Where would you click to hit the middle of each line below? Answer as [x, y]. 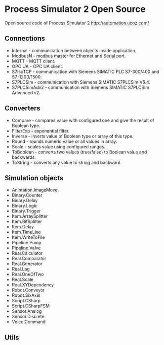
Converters [22, 108]
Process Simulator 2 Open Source [75, 9]
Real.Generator [27, 264]
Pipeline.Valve [26, 248]
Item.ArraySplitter [30, 216]
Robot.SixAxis [26, 295]
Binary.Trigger [26, 211]
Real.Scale [22, 279]
